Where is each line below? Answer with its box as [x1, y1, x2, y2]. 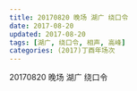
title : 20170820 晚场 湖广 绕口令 [9, 12, 129, 22]
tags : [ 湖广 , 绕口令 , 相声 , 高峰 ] [9, 37, 126, 47]
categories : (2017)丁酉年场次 [9, 46, 116, 55]
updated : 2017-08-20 [9, 29, 87, 38]
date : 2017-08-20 [9, 21, 74, 30]
